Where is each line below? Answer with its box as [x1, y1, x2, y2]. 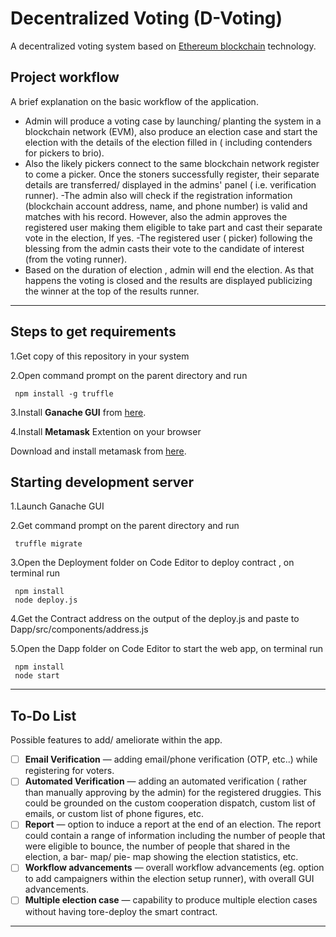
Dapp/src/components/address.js [10, 623, 149, 636]
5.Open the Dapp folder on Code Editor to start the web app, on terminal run [10, 643, 323, 655]
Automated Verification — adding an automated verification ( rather [24, 775, 308, 787]
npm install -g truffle [14, 388, 114, 399]
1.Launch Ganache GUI [10, 500, 105, 512]
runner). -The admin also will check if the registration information [24, 189, 293, 201]
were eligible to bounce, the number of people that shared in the [24, 840, 291, 852]
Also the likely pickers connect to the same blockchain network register [24, 157, 320, 169]
